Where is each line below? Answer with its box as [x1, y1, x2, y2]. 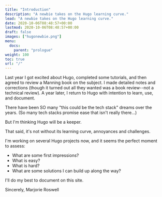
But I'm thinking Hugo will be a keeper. [5, 119, 82, 125]
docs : [9, 43, 21, 48]
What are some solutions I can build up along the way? [12, 168, 121, 174]
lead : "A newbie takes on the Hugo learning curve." [5, 16, 114, 21]
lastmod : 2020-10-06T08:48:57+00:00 [5, 25, 79, 30]
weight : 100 [5, 52, 29, 57]
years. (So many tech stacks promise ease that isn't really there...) [5, 110, 137, 115]
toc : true [5, 57, 25, 62]
